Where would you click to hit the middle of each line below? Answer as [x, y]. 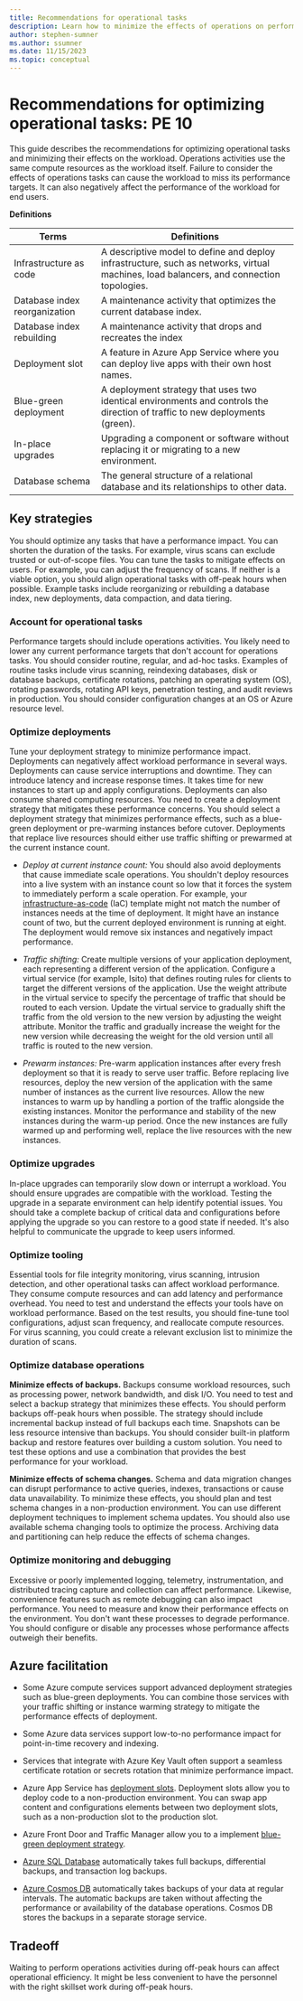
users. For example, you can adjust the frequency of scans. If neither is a [145, 569]
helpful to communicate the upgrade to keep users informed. [123, 1231]
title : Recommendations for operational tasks [98, 18]
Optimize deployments [60, 731]
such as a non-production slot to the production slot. [120, 1817]
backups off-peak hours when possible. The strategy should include [136, 1414]
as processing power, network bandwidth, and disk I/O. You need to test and [151, 1395]
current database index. [151, 311]
